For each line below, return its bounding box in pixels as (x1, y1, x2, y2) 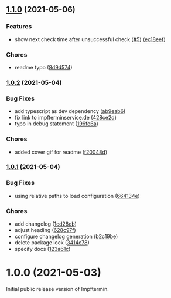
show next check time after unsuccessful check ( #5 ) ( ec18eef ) (14, 35, 166, 43)
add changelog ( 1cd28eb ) (14, 220, 77, 227)
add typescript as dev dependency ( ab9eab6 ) (14, 108, 126, 115)
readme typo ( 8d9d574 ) (14, 64, 73, 71)
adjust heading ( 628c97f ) (14, 227, 76, 234)
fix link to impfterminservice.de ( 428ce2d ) (14, 114, 117, 121)
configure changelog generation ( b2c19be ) (14, 233, 118, 240)
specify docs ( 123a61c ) (14, 246, 71, 253)
